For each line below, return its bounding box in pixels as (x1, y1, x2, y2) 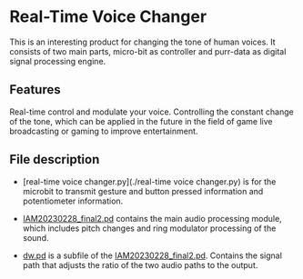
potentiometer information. (22, 195, 124, 206)
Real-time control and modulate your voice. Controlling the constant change (9, 106, 294, 117)
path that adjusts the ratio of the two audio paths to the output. (22, 259, 258, 270)
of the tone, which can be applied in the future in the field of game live (9, 115, 273, 126)
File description (9, 152, 100, 167)
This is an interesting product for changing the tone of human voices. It (9, 36, 276, 47)
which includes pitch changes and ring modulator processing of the (22, 223, 277, 234)
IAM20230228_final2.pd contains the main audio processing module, (22, 213, 282, 224)
